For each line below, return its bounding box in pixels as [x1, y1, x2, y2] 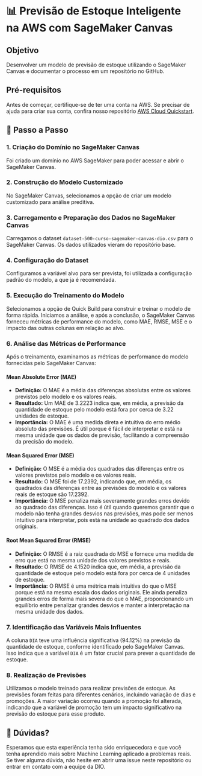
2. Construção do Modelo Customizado [6, 178, 123, 186]
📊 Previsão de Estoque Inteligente [6, 4, 182, 18]
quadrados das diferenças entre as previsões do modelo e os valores [14, 485, 187, 492]
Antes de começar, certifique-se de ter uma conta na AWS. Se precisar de [6, 101, 190, 108]
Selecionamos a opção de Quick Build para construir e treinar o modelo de [6, 305, 191, 312]
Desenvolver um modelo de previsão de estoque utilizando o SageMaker [6, 61, 186, 68]
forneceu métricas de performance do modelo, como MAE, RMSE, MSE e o [6, 317, 192, 325]
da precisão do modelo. [14, 438, 74, 445]
